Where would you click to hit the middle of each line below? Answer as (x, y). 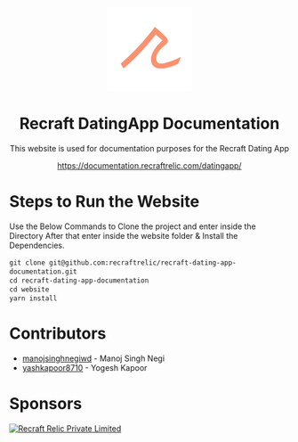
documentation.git (43, 271)
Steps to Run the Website (105, 202)
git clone (28, 262)
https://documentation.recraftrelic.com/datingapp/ (149, 165)
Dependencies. (37, 245)
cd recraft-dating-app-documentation (79, 280)
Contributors (58, 334)
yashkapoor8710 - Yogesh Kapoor (85, 367)
